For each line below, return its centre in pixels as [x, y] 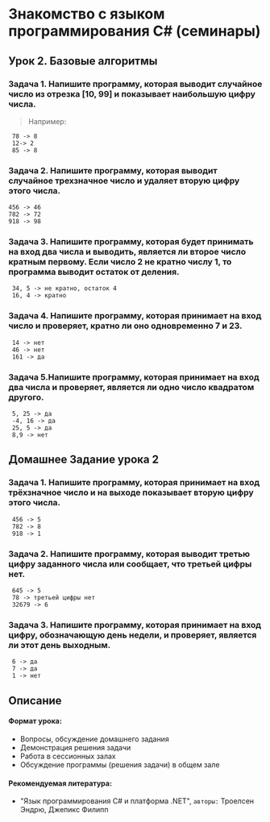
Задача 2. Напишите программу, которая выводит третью [129, 554]
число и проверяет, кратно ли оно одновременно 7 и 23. [126, 326]
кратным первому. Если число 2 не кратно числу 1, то [120, 262]
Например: [47, 121]
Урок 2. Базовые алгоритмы [83, 61]
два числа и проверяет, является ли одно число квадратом [131, 387]
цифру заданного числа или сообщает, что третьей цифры [130, 563]
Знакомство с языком [87, 14]
